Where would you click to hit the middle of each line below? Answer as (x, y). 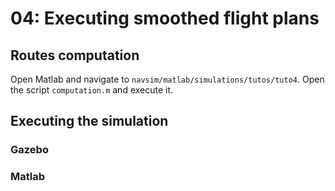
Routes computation (75, 55)
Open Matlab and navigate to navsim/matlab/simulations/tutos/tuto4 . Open (167, 79)
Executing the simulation (89, 121)
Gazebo (29, 150)
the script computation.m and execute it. (92, 90)
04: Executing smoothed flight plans (165, 18)
